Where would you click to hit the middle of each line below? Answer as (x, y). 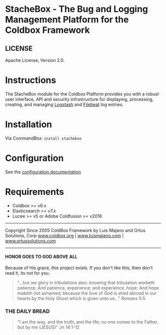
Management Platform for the (67, 20)
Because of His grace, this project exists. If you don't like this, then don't (79, 268)
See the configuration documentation (43, 172)
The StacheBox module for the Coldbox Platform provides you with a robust (82, 94)
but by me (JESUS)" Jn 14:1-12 (48, 327)
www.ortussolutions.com (30, 240)
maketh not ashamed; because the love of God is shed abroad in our (87, 293)
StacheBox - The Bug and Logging (77, 9)
